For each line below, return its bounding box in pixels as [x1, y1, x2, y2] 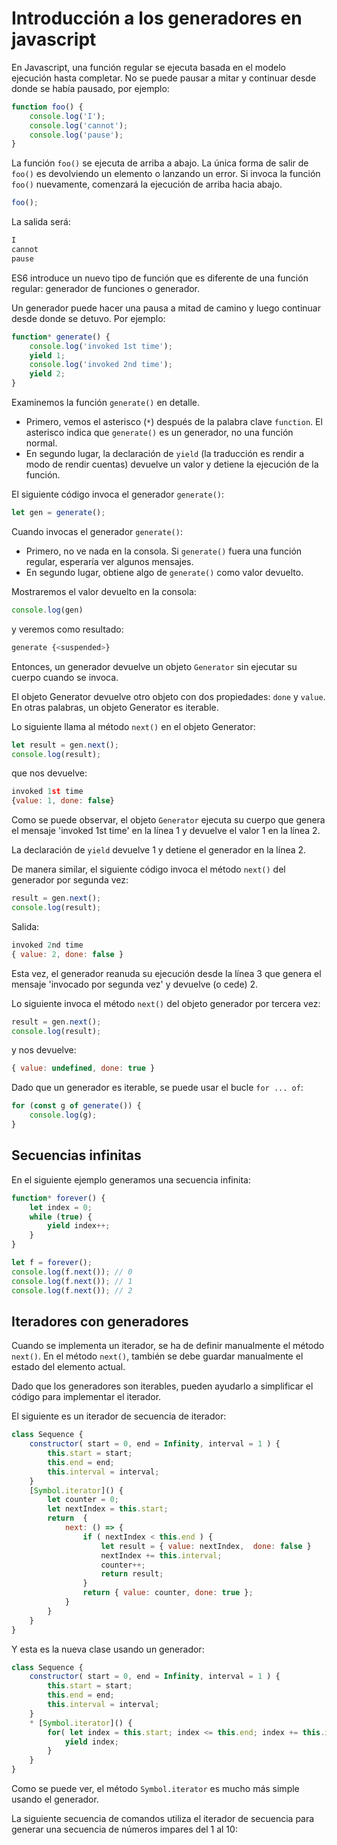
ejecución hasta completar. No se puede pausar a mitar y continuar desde [11, 72, 317, 84]
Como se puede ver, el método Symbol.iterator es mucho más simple [11, 1783, 300, 1795]
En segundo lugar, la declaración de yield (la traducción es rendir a [25, 448, 305, 460]
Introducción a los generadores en [11, 7, 303, 30]
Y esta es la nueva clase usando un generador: [11, 1643, 205, 1655]
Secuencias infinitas [11, 1147, 142, 1164]
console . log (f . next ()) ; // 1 [11, 1276, 133, 1286]
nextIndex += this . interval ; [100, 1550, 223, 1561]
